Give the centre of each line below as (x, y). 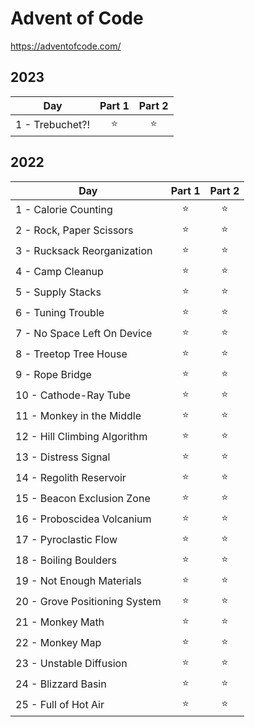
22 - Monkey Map (58, 643)
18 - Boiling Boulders (66, 560)
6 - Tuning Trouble (60, 313)
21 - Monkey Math (60, 622)
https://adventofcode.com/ (66, 46)
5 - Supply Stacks (58, 292)
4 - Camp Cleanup (59, 272)
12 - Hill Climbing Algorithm (81, 437)
